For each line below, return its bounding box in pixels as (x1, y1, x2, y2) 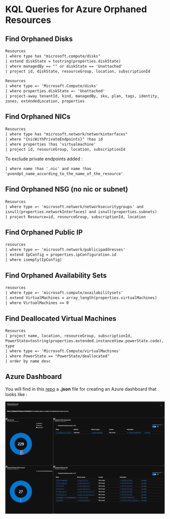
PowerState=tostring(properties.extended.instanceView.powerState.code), (5, 338, 164, 343)
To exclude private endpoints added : (5, 156, 83, 162)
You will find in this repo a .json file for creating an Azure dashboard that (5, 386, 157, 392)
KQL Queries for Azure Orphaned (5, 4, 147, 15)
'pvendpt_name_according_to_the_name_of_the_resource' (5, 171, 123, 176)
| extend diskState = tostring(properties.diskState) (5, 59, 121, 64)
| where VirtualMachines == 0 (5, 300, 69, 305)
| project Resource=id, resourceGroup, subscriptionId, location (5, 214, 146, 219)
